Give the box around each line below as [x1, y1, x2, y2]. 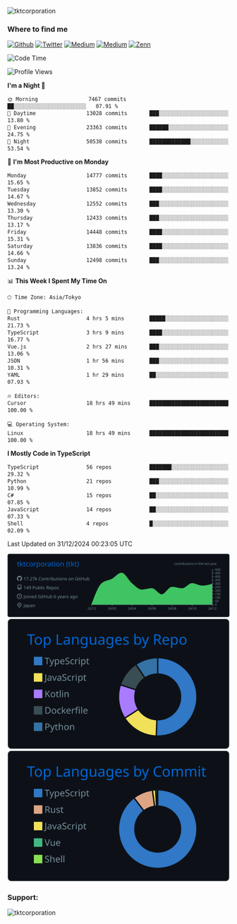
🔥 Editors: [7, 392, 40, 400]
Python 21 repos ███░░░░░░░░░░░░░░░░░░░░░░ [7, 478, 229, 485]
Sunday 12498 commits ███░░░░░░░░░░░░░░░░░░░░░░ [7, 257, 229, 264]
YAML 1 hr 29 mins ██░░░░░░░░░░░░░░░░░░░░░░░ [7, 371, 229, 379]
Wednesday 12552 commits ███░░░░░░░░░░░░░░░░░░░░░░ [7, 200, 229, 208]
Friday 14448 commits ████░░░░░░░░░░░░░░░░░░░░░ [7, 229, 229, 236]
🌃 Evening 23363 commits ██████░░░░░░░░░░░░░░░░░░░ [7, 124, 229, 131]
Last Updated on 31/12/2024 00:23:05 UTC [7, 540, 133, 548]
